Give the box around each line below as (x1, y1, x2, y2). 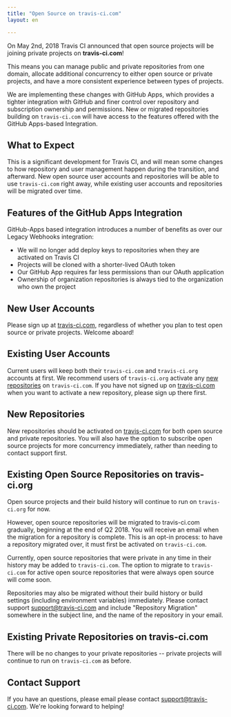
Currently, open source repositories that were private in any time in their (7, 554, 212, 562)
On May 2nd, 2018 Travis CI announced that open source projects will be (7, 41, 214, 50)
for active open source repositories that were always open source (27, 568, 214, 576)
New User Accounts (7, 303, 95, 314)
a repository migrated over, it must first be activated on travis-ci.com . (7, 541, 207, 549)
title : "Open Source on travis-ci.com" (7, 10, 122, 17)
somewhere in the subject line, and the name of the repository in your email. (7, 611, 223, 619)
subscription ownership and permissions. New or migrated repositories (7, 105, 209, 113)
